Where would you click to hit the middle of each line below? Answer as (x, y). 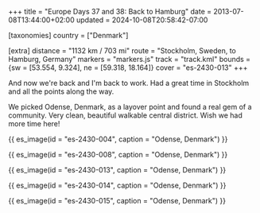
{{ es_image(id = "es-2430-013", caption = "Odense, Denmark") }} (117, 170)
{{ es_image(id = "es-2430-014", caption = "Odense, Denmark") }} (117, 185)
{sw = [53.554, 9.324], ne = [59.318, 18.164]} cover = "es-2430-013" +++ (128, 68)
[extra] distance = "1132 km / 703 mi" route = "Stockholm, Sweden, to (122, 50)
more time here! (34, 124)
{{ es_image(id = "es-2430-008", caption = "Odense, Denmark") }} (118, 155)
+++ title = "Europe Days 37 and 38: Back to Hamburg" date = (110, 12)
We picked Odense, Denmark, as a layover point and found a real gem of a (130, 107)
